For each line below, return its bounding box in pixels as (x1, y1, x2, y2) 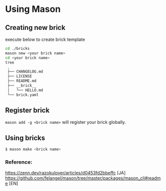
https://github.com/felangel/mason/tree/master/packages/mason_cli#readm (5, 175, 161, 181)
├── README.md (7, 79, 37, 84)
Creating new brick (5, 23, 66, 32)
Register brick (5, 106, 50, 115)
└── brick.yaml (7, 92, 39, 97)
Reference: (5, 159, 33, 166)
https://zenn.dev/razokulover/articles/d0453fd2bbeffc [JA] (5, 170, 126, 176)
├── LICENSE (7, 74, 32, 79)
